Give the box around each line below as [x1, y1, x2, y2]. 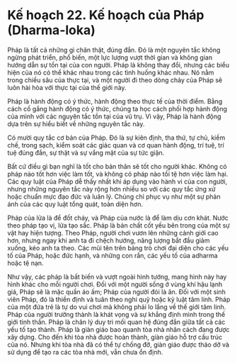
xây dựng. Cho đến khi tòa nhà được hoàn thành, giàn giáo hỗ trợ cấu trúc [7, 333, 223, 341]
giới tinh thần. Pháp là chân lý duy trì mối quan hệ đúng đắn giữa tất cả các [7, 318, 226, 326]
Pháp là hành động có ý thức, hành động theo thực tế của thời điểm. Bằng [7, 96, 223, 106]
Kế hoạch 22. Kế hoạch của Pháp [7, 7, 204, 23]
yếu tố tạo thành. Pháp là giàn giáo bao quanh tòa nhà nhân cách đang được [7, 325, 230, 333]
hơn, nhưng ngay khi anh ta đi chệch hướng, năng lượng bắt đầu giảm [7, 236, 210, 245]
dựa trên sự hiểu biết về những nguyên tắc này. [7, 119, 145, 128]
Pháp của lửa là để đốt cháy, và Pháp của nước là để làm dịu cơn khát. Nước [7, 213, 229, 222]
